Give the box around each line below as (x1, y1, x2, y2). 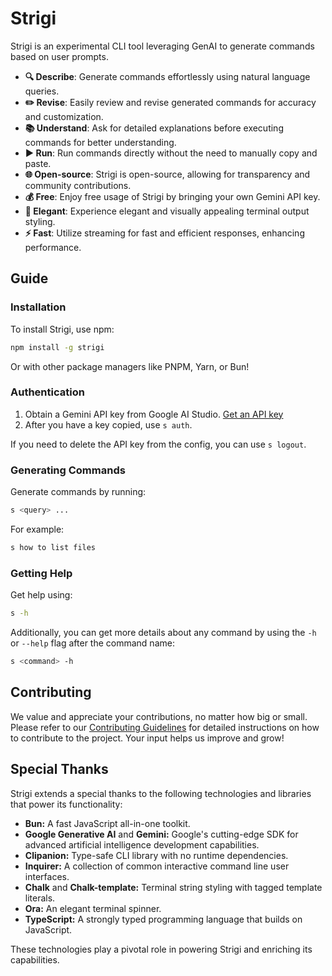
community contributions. (24, 179, 132, 191)
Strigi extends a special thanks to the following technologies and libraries (10, 787, 312, 799)
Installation (10, 300, 67, 314)
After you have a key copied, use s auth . (24, 418, 193, 431)
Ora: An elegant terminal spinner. (24, 902, 162, 914)
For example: (10, 523, 65, 535)
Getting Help (10, 566, 73, 580)
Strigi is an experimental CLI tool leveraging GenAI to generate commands (10, 40, 315, 52)
